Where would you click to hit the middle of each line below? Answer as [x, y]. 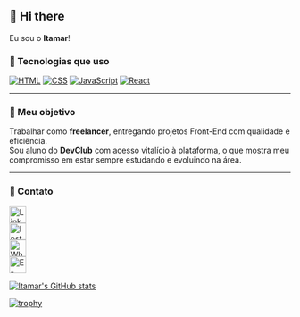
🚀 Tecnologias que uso [59, 61]
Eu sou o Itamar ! [40, 38]
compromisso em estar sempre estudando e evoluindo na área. [125, 160]
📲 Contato [31, 191]
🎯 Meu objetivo [42, 113]
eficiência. [28, 141]
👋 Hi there [37, 17]
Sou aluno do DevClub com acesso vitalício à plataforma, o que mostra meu [150, 150]
